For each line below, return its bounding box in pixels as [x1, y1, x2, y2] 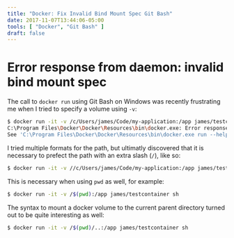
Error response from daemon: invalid [7, 60, 224, 75]
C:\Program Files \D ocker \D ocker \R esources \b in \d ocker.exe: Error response [7, 125, 229, 132]
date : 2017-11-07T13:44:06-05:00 [7, 17, 104, 24]
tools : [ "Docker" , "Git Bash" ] [7, 23, 104, 30]
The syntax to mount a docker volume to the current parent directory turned [7, 203, 225, 212]
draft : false [7, 29, 45, 37]
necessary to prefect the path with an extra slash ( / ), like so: [7, 151, 181, 159]
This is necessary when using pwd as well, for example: [7, 177, 165, 185]
